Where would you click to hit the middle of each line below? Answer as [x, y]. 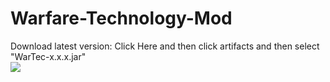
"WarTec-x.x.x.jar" [48, 56]
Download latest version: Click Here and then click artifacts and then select [165, 46]
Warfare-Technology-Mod [121, 18]
